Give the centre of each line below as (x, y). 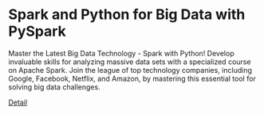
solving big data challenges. (55, 87)
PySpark (37, 31)
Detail (18, 102)
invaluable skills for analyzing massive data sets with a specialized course (130, 62)
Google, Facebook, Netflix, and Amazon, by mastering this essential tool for (132, 78)
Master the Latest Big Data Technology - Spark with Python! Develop (121, 53)
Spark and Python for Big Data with (127, 15)
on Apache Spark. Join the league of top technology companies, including (130, 70)
